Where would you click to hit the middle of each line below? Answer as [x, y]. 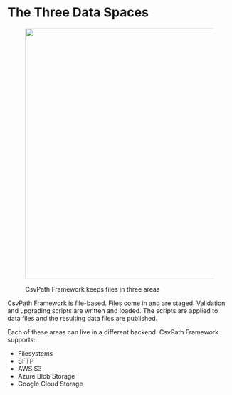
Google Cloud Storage [50, 384]
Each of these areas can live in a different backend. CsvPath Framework [113, 332]
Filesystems [35, 353]
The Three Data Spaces [78, 12]
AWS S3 [30, 369]
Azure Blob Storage [46, 376]
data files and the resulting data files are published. [83, 318]
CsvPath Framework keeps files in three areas [93, 289]
